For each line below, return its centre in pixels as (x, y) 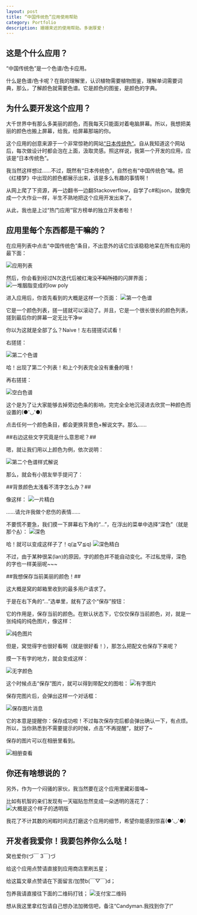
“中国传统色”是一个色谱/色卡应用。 (48, 69)
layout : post (22, 11)
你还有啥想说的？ (37, 773)
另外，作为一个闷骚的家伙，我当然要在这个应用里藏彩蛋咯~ (77, 788)
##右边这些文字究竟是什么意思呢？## (51, 437)
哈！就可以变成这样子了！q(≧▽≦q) (49, 544)
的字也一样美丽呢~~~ (32, 564)
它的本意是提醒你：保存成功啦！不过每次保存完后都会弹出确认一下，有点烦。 (98, 721)
